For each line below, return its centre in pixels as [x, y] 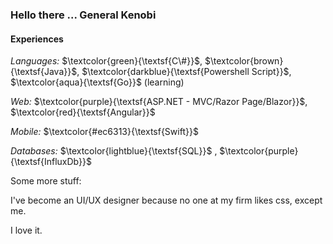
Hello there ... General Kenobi [83, 15]
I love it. [26, 230]
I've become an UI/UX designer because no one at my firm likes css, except [166, 200]
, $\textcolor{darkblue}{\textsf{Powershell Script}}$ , [184, 72]
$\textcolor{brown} [244, 61]
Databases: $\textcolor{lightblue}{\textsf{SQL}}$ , [114, 151]
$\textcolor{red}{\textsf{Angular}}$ [83, 112]
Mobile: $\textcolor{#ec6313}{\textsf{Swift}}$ [104, 132]
